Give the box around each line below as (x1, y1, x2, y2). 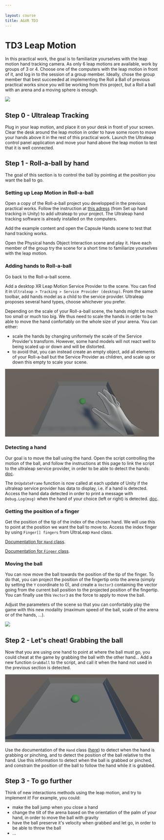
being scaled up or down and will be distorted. (12, 343, 106, 349)
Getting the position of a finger (5, 508, 80, 515)
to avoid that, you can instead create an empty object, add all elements (12, 349, 155, 355)
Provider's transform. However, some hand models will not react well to (12, 338, 156, 344)
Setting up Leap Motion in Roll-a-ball (5, 189, 94, 196)
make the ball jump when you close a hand (12, 804, 99, 810)
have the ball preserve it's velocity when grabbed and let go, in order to (12, 820, 156, 825)
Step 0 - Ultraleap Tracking (5, 111, 89, 120)
